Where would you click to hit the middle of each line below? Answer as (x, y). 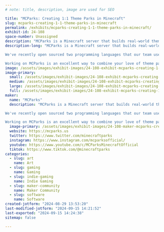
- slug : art (22, 159)
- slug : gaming (25, 168)
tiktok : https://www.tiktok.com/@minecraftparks (60, 149)
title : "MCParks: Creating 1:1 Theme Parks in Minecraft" (65, 18)
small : (16, 77)
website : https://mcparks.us (39, 131)
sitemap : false (20, 218)
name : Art (24, 163)
